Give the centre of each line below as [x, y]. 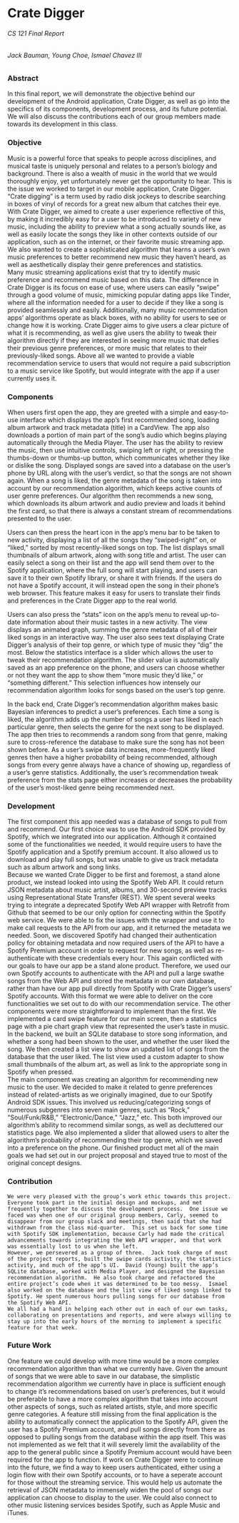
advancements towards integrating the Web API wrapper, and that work [115, 1240]
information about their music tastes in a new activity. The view [115, 622]
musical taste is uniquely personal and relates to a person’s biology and [112, 166]
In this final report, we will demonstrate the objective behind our [101, 94]
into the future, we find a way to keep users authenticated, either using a [114, 1467]
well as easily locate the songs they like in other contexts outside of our [112, 234]
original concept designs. [45, 1163]
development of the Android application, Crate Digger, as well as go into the [119, 101]
